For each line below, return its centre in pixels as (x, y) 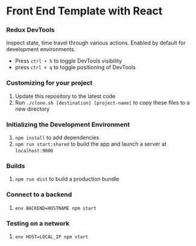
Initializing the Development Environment (68, 125)
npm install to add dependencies (57, 138)
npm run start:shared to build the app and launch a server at (91, 144)
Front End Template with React (84, 11)
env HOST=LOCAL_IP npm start (52, 237)
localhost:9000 (34, 151)
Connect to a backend (39, 195)
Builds (16, 166)
